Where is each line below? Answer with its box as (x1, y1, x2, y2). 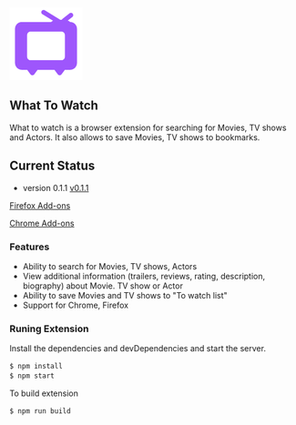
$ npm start (9, 371, 55, 380)
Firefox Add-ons (9, 199, 71, 211)
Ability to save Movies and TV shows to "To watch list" (22, 289, 228, 300)
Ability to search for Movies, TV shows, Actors (22, 260, 198, 271)
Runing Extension (9, 322, 89, 335)
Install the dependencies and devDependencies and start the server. (9, 343, 267, 354)
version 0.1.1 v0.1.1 (22, 182, 89, 193)
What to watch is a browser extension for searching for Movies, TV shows (9, 122, 287, 133)
